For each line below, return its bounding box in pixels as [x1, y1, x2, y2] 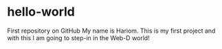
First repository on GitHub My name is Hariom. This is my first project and [7, 27, 216, 35]
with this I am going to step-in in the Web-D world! [7, 33, 150, 42]
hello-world [7, 4, 76, 20]
